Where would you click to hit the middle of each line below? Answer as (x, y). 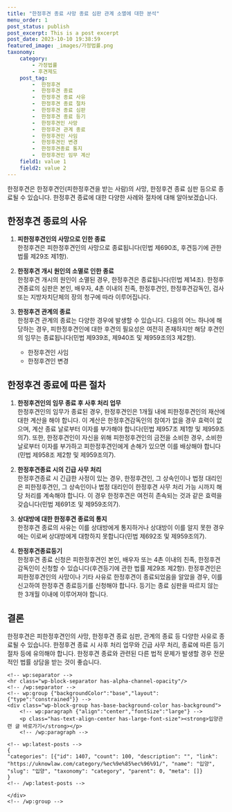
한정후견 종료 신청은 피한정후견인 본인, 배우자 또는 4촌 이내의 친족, (107, 560)
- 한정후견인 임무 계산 (61, 155)
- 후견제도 (45, 71)
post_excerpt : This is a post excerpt (63, 33)
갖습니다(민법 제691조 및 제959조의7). (69, 504)
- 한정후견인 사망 (55, 123)
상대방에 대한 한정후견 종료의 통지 (62, 519)
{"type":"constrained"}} (43, 700)
